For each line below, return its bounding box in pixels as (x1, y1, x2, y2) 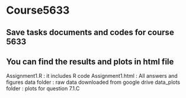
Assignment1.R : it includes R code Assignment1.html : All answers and (6, 72, 178, 80)
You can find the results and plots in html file (6, 56, 174, 67)
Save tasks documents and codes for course (6, 27, 175, 37)
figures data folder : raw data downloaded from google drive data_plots (6, 78, 181, 86)
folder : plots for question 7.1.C (6, 85, 80, 92)
